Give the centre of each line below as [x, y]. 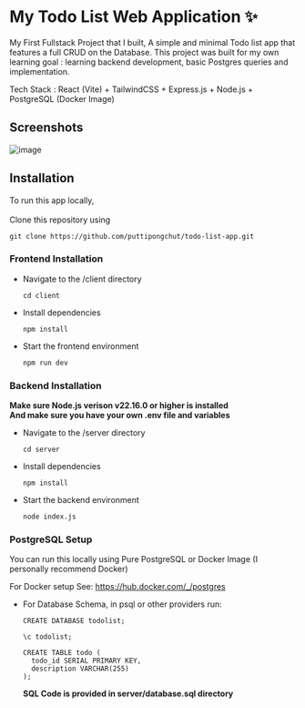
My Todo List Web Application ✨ [134, 17]
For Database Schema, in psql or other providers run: [122, 604]
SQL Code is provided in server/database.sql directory [128, 693]
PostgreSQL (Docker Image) [62, 98]
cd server [41, 450]
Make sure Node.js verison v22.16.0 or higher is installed [119, 405]
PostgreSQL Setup [51, 539]
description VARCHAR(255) [80, 669]
